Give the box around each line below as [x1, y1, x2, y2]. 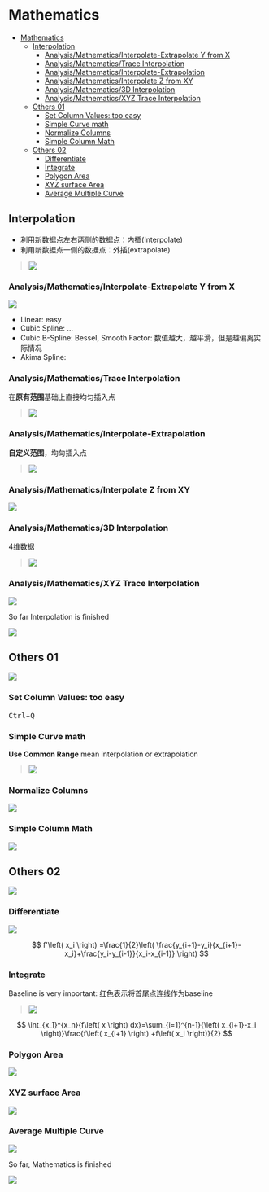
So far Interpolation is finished [8, 611, 110, 621]
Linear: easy [20, 315, 63, 325]
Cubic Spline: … [20, 323, 74, 333]
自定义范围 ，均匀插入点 [8, 448, 87, 458]
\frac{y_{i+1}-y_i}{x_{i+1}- [156, 940, 241, 949]
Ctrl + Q [8, 710, 35, 720]
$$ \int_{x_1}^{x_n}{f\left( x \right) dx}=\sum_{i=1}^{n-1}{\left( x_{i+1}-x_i [16, 1019, 257, 1029]
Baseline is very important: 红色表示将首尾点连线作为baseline [8, 988, 214, 998]
